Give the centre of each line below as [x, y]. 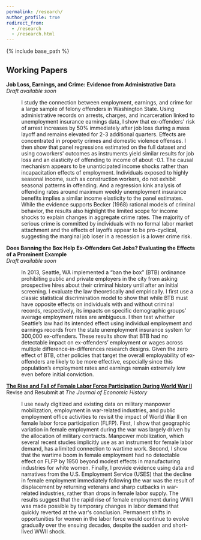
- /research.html [33, 34]
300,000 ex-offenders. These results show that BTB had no [94, 336]
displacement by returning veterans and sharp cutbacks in [94, 487]
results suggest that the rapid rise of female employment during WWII [107, 499]
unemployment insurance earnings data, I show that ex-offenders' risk [108, 121]
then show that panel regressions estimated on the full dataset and [104, 147]
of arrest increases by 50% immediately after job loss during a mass [106, 128]
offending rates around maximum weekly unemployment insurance [104, 191]
